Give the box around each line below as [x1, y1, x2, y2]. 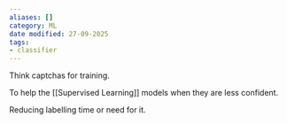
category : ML [9, 21, 58, 30]
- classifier [9, 46, 58, 55]
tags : [9, 37, 29, 47]
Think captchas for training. [9, 70, 111, 81]
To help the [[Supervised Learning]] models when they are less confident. [9, 88, 279, 98]
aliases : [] [9, 12, 53, 22]
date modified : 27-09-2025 [9, 29, 109, 38]
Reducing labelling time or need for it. [9, 105, 146, 115]
